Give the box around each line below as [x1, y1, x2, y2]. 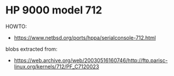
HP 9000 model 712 [5, 4, 103, 17]
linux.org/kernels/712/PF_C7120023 [13, 63, 100, 70]
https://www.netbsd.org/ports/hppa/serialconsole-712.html [13, 34, 156, 41]
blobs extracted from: [5, 45, 58, 53]
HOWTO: [5, 23, 27, 30]
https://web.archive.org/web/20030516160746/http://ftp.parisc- [13, 57, 168, 64]
